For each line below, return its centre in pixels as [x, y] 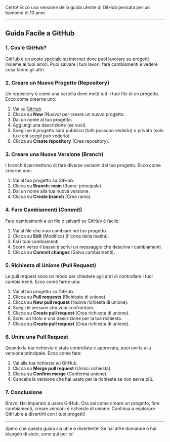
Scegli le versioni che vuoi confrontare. [53, 307]
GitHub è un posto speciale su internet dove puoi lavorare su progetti [77, 59]
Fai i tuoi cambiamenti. [36, 241]
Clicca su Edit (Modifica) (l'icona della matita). [61, 236]
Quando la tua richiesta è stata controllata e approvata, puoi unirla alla [78, 348]
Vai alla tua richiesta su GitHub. [45, 363]
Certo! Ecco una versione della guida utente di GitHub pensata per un [78, 7]
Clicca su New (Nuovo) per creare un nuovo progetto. [69, 114]
